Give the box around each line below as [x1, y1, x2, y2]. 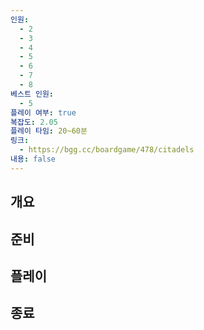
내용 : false [10, 154, 57, 164]
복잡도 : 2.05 [10, 117, 58, 127]
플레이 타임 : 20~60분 [10, 126, 88, 136]
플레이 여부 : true [10, 107, 77, 118]
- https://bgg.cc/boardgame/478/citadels [19, 145, 195, 155]
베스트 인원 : [10, 89, 55, 99]
